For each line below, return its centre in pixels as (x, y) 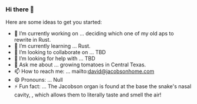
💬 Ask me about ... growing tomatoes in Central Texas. (80, 65)
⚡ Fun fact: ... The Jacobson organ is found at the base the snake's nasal (103, 86)
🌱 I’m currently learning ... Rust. (52, 46)
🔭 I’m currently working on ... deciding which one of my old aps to (94, 33)
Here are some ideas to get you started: (54, 22)
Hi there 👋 (20, 9)
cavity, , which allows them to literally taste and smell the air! (88, 95)
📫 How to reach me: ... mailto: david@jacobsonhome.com (84, 71)
